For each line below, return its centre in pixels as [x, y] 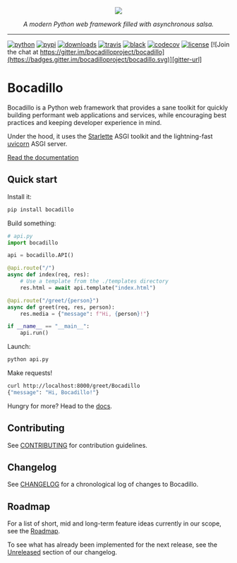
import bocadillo [33, 243]
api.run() [35, 333]
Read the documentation [43, 157]
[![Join [220, 45]
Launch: [19, 347]
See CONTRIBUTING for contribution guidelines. [78, 445]
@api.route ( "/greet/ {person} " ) [53, 300]
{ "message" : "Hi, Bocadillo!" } [53, 392]
